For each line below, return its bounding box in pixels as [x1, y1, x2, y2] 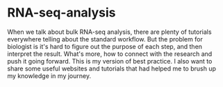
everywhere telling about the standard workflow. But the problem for [7, 35, 203, 43]
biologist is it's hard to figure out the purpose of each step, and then [7, 42, 203, 50]
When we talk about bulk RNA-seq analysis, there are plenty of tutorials [7, 28, 212, 36]
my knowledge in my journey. [7, 71, 92, 80]
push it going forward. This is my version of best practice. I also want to [7, 57, 213, 65]
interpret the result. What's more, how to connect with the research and [7, 50, 213, 58]
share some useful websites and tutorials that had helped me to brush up [7, 64, 217, 72]
